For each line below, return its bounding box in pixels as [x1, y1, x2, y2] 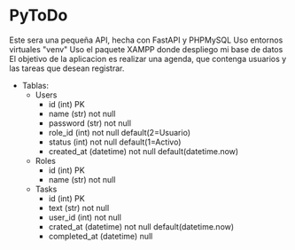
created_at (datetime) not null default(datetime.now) [48, 145, 239, 156]
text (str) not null [48, 202, 110, 213]
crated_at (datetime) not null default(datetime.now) [48, 221, 235, 231]
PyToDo [9, 5, 68, 26]
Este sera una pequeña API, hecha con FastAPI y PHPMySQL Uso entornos [9, 35, 283, 45]
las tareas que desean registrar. [9, 63, 125, 74]
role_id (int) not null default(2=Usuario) [48, 127, 190, 137]
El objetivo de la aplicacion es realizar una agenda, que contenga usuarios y [9, 53, 287, 64]
